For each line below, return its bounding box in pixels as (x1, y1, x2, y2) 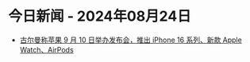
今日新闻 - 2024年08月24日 (8, 7, 192, 25)
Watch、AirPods (19, 45, 74, 54)
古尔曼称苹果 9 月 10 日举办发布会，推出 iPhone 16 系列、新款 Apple (19, 35, 242, 45)
